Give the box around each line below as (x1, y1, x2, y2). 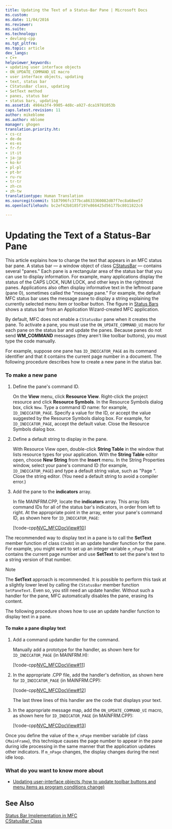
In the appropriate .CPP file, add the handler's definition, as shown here (12, 672, 164, 678)
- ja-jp (5, 155, 22, 160)
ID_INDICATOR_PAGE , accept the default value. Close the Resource (12, 420, 149, 427)
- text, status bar (5, 79, 47, 84)
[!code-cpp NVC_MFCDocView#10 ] (12, 524, 86, 531)
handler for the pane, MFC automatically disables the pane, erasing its (5, 593, 154, 599)
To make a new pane (5, 372, 57, 379)
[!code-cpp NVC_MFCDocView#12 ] (12, 687, 86, 693)
